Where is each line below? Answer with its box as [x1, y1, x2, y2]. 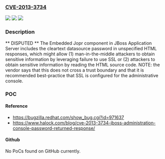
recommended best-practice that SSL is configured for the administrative [5, 72, 158, 78]
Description [5, 28, 35, 36]
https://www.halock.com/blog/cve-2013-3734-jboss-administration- [12, 119, 156, 125]
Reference [5, 103, 28, 109]
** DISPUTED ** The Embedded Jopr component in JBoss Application [5, 40, 152, 46]
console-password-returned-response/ [12, 125, 95, 131]
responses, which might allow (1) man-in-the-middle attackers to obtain [5, 51, 155, 57]
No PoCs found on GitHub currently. [5, 148, 81, 154]
